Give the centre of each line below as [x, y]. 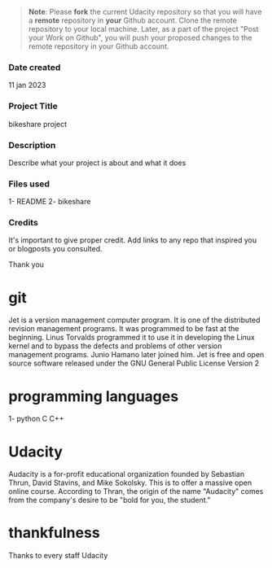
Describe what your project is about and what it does [97, 163]
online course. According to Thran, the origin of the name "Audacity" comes [136, 492]
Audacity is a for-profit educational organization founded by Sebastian [127, 474]
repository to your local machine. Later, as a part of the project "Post [143, 29]
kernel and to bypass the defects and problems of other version [115, 346]
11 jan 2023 [27, 85]
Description [32, 145]
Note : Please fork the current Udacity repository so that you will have [145, 12]
